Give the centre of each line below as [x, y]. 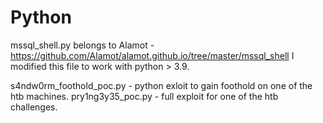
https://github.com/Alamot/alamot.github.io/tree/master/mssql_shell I [152, 55]
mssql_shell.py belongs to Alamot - [82, 45]
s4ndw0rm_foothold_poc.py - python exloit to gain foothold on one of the [161, 85]
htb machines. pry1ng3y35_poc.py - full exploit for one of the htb [144, 96]
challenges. [34, 107]
